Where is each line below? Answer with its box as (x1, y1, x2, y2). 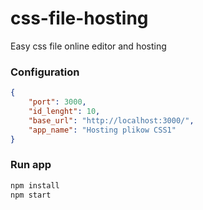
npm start (10, 190, 52, 200)
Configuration (10, 65, 80, 79)
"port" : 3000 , (28, 97, 87, 107)
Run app (10, 158, 52, 172)
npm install (10, 180, 60, 191)
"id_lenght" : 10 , (28, 106, 101, 116)
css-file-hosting (10, 7, 149, 30)
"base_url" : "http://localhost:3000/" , (28, 115, 195, 126)
